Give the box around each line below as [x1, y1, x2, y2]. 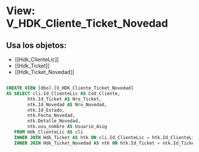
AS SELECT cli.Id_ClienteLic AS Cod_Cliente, [6, 90, 120, 96]
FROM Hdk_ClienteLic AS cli [14, 129, 84, 135]
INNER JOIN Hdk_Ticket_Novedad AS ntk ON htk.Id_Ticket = [14, 140, 161, 146]
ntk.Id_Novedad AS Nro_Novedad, [27, 102, 108, 108]
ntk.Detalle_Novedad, [27, 118, 81, 124]
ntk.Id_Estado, [27, 107, 65, 113]
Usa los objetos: [6, 40, 67, 50]
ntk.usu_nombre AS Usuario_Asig [27, 124, 108, 130]
